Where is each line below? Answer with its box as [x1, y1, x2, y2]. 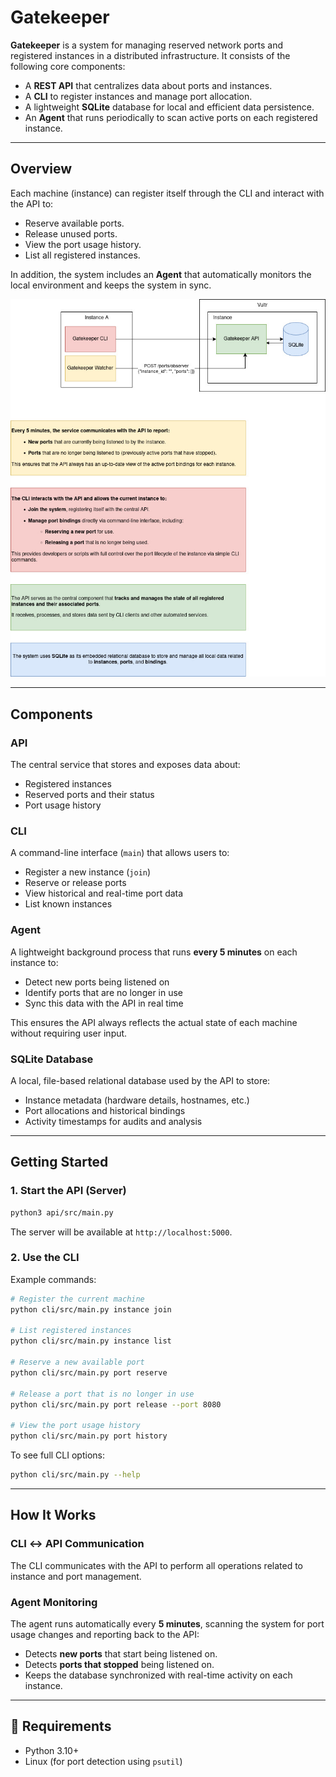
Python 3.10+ [24, 1744, 80, 1756]
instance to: [10, 956, 59, 968]
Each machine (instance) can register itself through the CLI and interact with [10, 187, 325, 199]
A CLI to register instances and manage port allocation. [24, 90, 253, 102]
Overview [10, 161, 73, 178]
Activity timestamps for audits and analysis [24, 1115, 203, 1127]
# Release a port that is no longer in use [10, 1389, 195, 1399]
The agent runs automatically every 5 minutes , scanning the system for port [10, 1617, 325, 1630]
